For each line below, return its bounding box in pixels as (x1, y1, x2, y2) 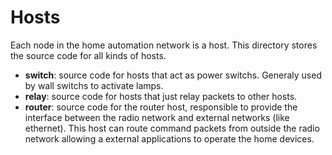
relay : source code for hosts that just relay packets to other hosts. (24, 90, 298, 102)
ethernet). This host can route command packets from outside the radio (24, 122, 320, 134)
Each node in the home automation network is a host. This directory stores (10, 39, 318, 51)
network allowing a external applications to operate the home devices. (24, 132, 315, 145)
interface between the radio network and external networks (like (24, 111, 290, 123)
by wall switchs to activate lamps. (24, 79, 164, 91)
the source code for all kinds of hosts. (10, 49, 167, 61)
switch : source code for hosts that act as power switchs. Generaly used (24, 69, 322, 81)
